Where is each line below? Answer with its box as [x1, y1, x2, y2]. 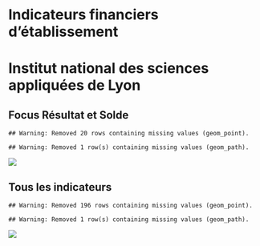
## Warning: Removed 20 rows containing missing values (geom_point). [8, 130, 250, 138]
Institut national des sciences [8, 59, 209, 78]
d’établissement [8, 22, 119, 41]
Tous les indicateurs [8, 180, 112, 194]
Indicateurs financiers [8, 6, 159, 24]
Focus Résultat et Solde [8, 108, 129, 122]
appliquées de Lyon [8, 76, 141, 95]
